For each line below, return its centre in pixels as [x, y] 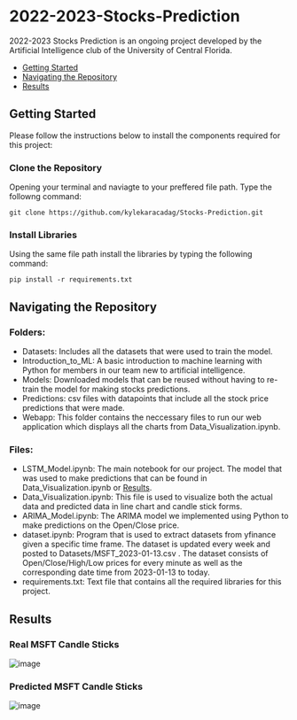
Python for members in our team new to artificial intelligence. [133, 370]
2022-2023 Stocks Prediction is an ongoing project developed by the [136, 41]
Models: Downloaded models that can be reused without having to [143, 380]
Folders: [27, 332]
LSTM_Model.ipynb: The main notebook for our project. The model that [152, 469]
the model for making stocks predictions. [116, 389]
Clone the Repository [56, 167]
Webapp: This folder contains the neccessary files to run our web [141, 417]
